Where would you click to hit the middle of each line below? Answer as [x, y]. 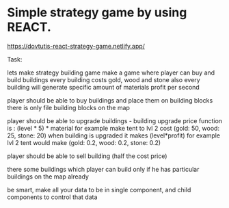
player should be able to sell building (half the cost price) [87, 156]
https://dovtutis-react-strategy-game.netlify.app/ [76, 46]
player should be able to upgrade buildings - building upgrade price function [115, 120]
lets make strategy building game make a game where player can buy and [111, 73]
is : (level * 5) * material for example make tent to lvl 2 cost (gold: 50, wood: [113, 128]
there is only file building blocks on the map [68, 107]
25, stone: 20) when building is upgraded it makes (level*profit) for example [114, 135]
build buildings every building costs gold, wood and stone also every [104, 79]
